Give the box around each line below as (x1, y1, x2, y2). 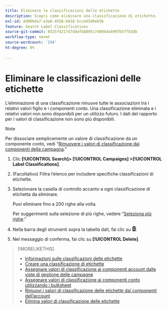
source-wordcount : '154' (5, 40, 57, 45)
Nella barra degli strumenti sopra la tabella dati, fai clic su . (12, 226, 137, 232)
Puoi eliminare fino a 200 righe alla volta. (12, 201, 97, 207)
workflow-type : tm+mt (5, 35, 50, 40)
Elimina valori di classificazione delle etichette (24, 298, 120, 304)
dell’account (24, 292, 50, 298)
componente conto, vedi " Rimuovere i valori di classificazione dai (5, 140, 140, 146)
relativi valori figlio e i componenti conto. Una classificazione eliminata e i (5, 105, 156, 111)
